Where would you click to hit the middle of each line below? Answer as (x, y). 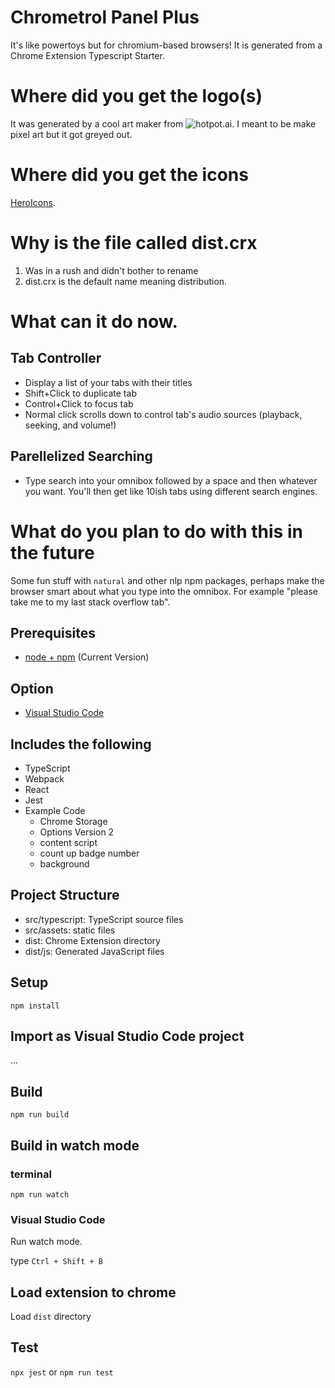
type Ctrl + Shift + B (56, 1261)
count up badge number (89, 853)
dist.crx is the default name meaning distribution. (126, 281)
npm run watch (40, 1194)
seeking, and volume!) (70, 425)
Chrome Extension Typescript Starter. (87, 55)
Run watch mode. (46, 1242)
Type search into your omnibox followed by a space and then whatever (171, 480)
